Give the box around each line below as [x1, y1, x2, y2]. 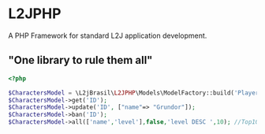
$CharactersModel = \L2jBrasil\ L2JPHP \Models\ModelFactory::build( [8, 88, 235, 97]
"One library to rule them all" [8, 54, 153, 67]
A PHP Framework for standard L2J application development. [8, 31, 207, 40]
